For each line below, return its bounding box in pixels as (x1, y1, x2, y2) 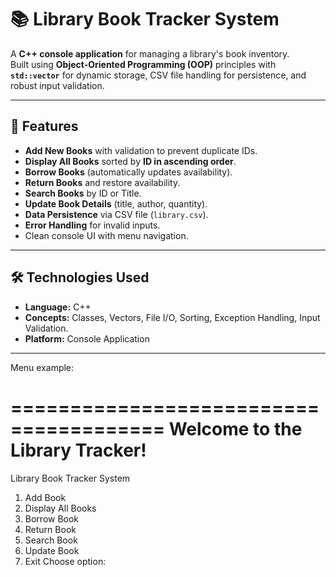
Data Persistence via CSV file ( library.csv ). (24, 208, 209, 220)
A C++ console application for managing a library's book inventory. (10, 47, 290, 60)
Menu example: (10, 361, 75, 373)
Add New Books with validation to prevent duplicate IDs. (24, 144, 258, 156)
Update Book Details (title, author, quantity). (24, 197, 208, 210)
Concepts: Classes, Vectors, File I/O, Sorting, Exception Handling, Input (24, 311, 321, 323)
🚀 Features (10, 118, 79, 135)
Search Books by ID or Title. (24, 187, 142, 199)
